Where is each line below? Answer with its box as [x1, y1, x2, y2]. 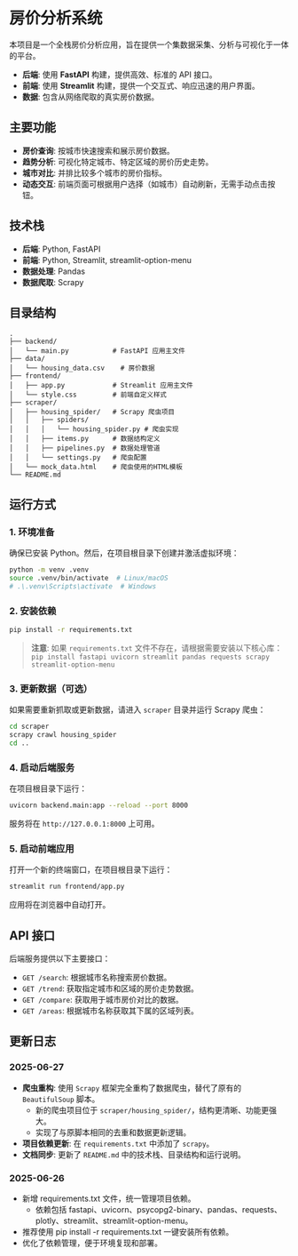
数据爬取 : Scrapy [21, 276, 84, 287]
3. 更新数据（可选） [9, 682, 93, 694]
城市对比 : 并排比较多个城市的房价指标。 [21, 167, 167, 178]
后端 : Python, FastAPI [21, 244, 101, 254]
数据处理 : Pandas [21, 266, 86, 276]
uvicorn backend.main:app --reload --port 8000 [9, 801, 189, 810]
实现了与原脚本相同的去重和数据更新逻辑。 [35, 1126, 192, 1138]
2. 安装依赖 [9, 604, 57, 617]
